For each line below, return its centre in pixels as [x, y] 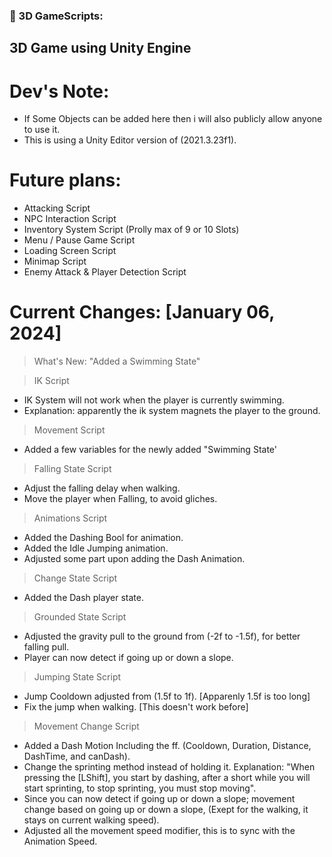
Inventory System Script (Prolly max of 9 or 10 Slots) [131, 230]
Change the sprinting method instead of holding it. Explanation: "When [169, 767]
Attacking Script [57, 208]
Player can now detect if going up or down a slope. [128, 658]
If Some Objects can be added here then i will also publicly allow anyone [173, 119]
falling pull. [46, 647]
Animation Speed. [60, 841]
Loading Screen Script [70, 251]
